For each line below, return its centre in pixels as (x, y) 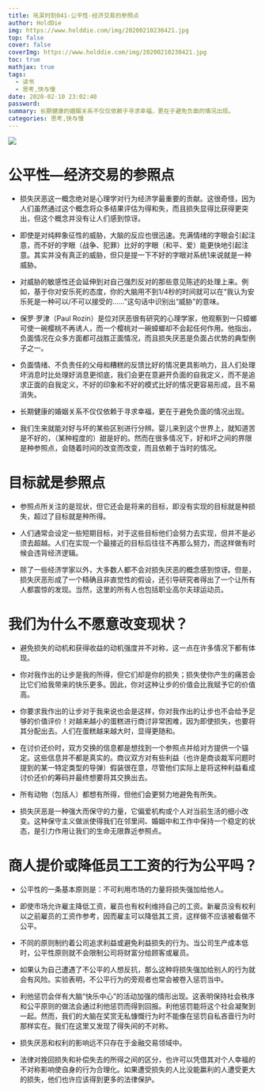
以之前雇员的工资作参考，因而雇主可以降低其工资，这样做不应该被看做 (134, 916)
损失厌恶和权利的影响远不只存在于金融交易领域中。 (103, 1043)
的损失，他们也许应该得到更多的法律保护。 (89, 1079)
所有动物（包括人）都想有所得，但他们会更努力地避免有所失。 (120, 794)
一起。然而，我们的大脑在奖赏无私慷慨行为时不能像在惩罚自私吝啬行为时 (137, 1016)
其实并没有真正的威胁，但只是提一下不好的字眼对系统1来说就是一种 (142, 255)
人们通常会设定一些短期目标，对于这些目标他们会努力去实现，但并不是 (134, 533)
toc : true (25, 60)
